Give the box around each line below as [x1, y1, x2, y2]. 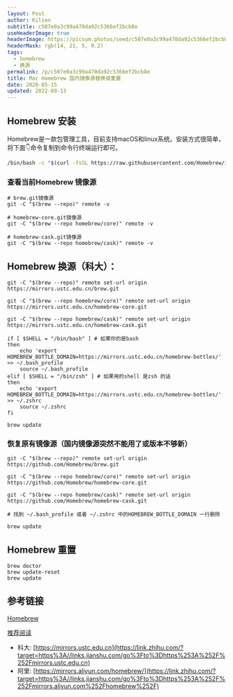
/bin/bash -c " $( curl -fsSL [7, 159, 89, 167]
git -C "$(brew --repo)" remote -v [7, 201, 110, 208]
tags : [7, 49, 23, 56]
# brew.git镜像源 [7, 195, 54, 202]
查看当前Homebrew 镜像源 [7, 177, 97, 187]
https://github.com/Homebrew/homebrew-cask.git [7, 498, 148, 505]
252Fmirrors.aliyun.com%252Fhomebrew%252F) [17, 682, 159, 690]
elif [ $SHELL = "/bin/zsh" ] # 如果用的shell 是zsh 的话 [7, 373, 171, 380]
